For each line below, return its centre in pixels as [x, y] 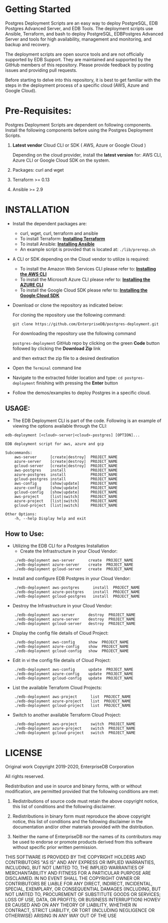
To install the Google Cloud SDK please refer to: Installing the [84, 290]
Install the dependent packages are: [49, 223]
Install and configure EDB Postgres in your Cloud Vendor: [71, 579]
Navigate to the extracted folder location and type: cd [67, 377]
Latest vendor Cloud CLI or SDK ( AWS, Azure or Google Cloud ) [79, 145]
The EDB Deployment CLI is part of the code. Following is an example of [87, 421]
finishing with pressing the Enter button [77, 383]
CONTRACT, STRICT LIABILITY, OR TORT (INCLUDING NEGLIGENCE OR [80, 910]
